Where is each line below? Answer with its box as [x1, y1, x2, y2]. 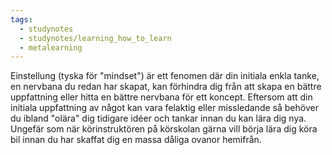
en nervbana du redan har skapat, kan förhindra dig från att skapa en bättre [10, 81, 322, 93]
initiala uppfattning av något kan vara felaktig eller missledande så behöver [10, 102, 319, 114]
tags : [10, 14, 33, 25]
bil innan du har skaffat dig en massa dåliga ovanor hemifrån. [10, 134, 262, 146]
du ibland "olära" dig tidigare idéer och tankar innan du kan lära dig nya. [10, 112, 307, 125]
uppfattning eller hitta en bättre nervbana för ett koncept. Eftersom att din [10, 91, 313, 103]
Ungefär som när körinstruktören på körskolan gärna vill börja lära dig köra [10, 123, 318, 135]
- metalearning [19, 42, 83, 53]
